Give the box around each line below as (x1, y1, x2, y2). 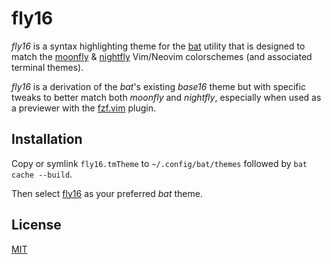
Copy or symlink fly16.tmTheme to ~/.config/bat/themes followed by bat (11, 157, 308, 169)
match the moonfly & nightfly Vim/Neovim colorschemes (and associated (11, 50, 313, 62)
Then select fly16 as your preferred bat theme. (11, 187, 203, 199)
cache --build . (11, 168, 73, 180)
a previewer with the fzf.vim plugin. (11, 102, 156, 114)
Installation (11, 131, 83, 148)
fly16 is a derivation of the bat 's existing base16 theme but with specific (11, 80, 306, 92)
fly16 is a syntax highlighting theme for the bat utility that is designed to (11, 40, 306, 52)
